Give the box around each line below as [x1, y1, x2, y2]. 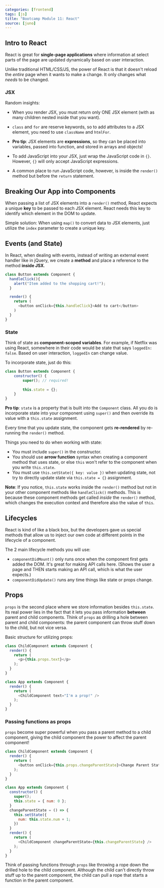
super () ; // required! [22, 378, 69, 383]
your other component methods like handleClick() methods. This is [5, 490, 141, 495]
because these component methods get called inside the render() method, [5, 494, 156, 500]
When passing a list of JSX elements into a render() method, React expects [5, 200, 157, 206]
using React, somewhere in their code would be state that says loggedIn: [5, 345, 152, 351]
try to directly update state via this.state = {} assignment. [12, 475, 133, 481]
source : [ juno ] [5, 20, 36, 26]
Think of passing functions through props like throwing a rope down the [5, 862, 149, 868]
